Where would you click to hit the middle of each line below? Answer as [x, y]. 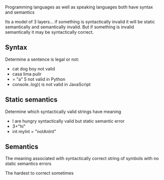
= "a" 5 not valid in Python [39, 79]
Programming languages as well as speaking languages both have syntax [79, 7]
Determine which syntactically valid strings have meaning [63, 112]
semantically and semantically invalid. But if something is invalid [70, 27]
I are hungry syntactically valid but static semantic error [68, 121]
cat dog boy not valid [34, 68]
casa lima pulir [27, 74]
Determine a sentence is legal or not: [42, 59]
